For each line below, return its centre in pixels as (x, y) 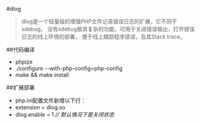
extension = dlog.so (40, 107)
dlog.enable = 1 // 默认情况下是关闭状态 (64, 115)
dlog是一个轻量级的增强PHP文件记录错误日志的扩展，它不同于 (99, 21)
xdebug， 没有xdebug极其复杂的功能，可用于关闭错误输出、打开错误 (108, 29)
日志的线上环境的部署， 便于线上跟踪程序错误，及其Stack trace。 (103, 37)
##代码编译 (20, 49)
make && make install (42, 75)
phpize (24, 62)
